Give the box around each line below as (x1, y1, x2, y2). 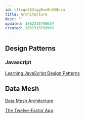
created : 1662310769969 (5, 26, 54, 31)
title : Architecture (5, 12, 48, 17)
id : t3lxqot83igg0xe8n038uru (5, 7, 65, 12)
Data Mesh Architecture (5, 98, 53, 104)
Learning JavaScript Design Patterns (5, 70, 80, 76)
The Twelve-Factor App (5, 107, 53, 113)
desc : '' (5, 16, 23, 21)
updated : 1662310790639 (5, 21, 54, 26)
